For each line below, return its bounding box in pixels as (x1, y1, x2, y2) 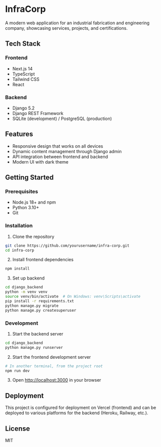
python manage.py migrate (5, 303, 58, 308)
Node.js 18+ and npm (12, 199, 56, 205)
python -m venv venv (5, 289, 48, 294)
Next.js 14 (12, 65, 33, 71)
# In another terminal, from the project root (5, 363, 103, 369)
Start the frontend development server (12, 354, 91, 360)
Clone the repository (12, 233, 54, 239)
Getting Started (5, 173, 54, 182)
